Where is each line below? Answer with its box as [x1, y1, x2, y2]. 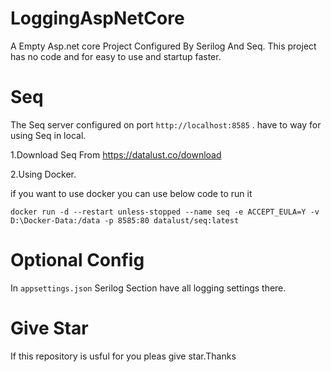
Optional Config [10, 249, 145, 272]
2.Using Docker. [10, 168, 77, 180]
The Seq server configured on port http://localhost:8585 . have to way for [10, 118, 322, 131]
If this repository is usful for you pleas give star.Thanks [10, 350, 237, 362]
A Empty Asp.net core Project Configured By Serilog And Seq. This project [10, 40, 317, 52]
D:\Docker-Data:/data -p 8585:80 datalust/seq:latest [10, 215, 240, 226]
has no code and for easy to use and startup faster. [10, 50, 222, 62]
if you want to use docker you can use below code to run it [10, 187, 253, 199]
